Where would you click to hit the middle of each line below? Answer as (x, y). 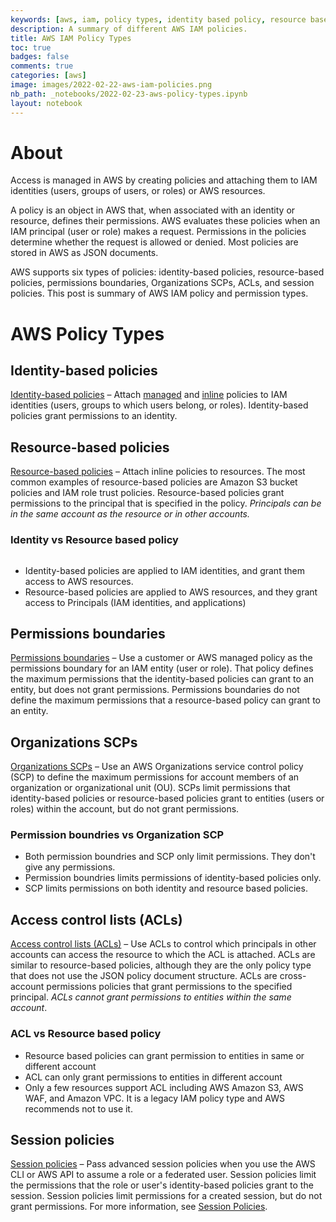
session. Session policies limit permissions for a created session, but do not (166, 1196)
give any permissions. (70, 867)
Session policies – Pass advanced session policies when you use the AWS (163, 1164)
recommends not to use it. (78, 1108)
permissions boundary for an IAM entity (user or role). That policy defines (162, 668)
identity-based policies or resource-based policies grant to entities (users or (167, 798)
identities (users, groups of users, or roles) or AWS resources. (138, 191)
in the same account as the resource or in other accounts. (130, 514)
